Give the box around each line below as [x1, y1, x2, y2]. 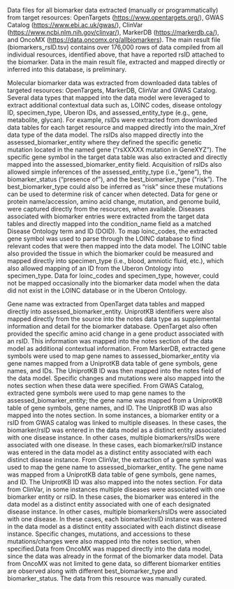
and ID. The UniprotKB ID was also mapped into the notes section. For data [7, 478, 223, 486]
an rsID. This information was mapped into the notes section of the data [7, 337, 214, 345]
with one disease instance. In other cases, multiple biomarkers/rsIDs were [7, 433, 220, 442]
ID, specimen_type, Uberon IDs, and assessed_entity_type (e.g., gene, [7, 108, 208, 117]
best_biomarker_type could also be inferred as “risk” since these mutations [7, 183, 224, 191]
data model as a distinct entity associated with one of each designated [7, 500, 211, 508]
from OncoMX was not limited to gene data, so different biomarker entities [7, 560, 221, 567]
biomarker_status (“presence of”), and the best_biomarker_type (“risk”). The [7, 175, 227, 184]
